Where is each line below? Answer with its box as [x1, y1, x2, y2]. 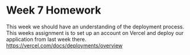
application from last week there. [6, 35, 87, 43]
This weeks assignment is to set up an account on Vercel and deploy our [6, 29, 184, 36]
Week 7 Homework [6, 4, 102, 17]
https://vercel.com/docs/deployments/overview [6, 42, 123, 49]
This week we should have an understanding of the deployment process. [6, 23, 185, 30]
